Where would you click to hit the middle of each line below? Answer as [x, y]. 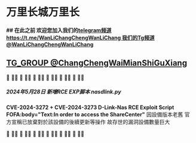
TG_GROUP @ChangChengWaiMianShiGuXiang [97, 63]
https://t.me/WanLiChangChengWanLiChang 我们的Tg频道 [80, 38]
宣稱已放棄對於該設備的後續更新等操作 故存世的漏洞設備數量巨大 [91, 122]
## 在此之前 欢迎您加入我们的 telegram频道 [59, 30]
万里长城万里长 [43, 12]
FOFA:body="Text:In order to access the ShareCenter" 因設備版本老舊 [95, 114]
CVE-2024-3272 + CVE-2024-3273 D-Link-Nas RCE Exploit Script [90, 107]
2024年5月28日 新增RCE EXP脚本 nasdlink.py [64, 92]
